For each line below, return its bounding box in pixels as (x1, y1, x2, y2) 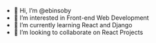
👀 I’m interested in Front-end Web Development (13, 14, 150, 22)
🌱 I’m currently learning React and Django (13, 21, 133, 29)
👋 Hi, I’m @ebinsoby (13, 7, 71, 14)
